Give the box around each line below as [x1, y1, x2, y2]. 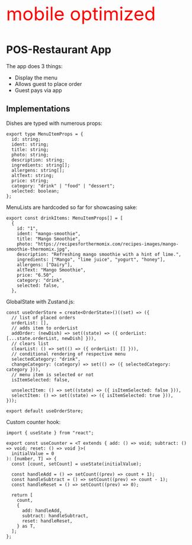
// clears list [11, 341, 49, 347]
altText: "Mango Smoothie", [17, 267, 86, 273]
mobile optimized [6, 2, 156, 25]
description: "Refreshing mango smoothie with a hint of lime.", [17, 251, 182, 257]
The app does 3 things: [6, 62, 63, 69]
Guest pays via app [14, 86, 62, 94]
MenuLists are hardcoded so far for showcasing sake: [6, 203, 137, 211]
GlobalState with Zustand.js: [6, 298, 75, 305]
